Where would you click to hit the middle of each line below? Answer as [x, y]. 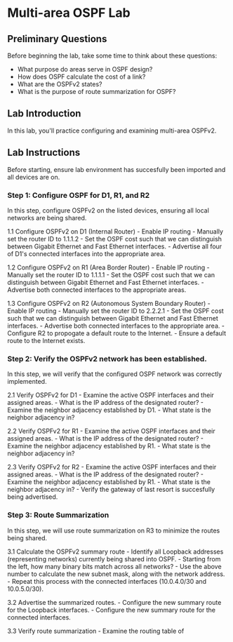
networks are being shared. [47, 218]
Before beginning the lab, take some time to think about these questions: [112, 55]
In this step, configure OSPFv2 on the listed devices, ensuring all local [108, 210]
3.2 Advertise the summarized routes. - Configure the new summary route [114, 602]
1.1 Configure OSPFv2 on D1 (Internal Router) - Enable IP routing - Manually [115, 231]
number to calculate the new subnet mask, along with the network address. [116, 574]
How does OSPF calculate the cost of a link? [81, 76]
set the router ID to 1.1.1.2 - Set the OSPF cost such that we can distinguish [115, 239]
